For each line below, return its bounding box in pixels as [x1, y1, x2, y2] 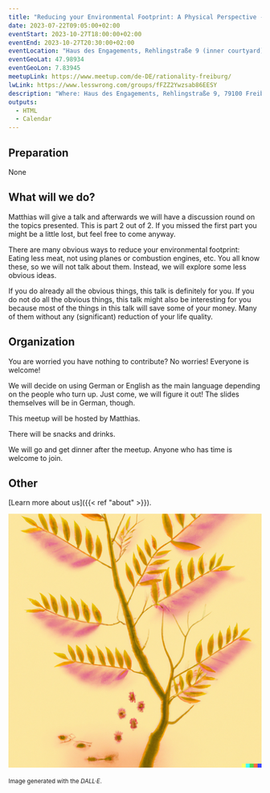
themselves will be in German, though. [8, 397, 136, 407]
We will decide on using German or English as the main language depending [8, 380, 261, 390]
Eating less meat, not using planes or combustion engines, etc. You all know [8, 253, 260, 263]
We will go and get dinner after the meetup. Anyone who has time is [8, 444, 233, 455]
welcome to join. [8, 453, 63, 463]
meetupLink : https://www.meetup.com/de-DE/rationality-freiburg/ [8, 73, 231, 81]
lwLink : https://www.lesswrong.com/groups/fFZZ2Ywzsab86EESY [8, 81, 218, 89]
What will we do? [8, 190, 96, 205]
